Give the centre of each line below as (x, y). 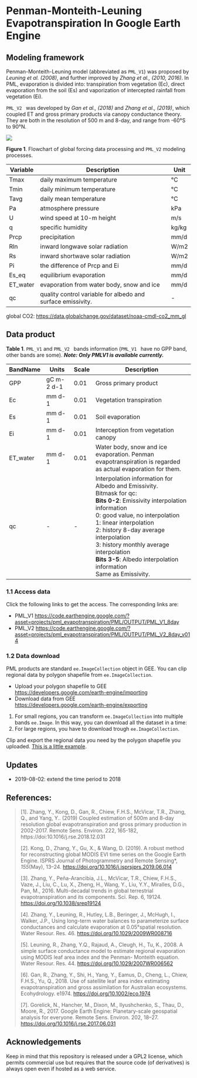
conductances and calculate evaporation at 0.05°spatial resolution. (101, 927)
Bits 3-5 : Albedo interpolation (137, 559)
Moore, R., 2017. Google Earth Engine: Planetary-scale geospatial (99, 1011)
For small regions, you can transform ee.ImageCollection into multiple (99, 716)
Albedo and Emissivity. (127, 486)
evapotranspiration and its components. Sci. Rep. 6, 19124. (91, 897)
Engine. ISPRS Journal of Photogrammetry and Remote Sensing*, (99, 861)
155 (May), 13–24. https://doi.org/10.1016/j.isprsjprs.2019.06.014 (96, 867)
